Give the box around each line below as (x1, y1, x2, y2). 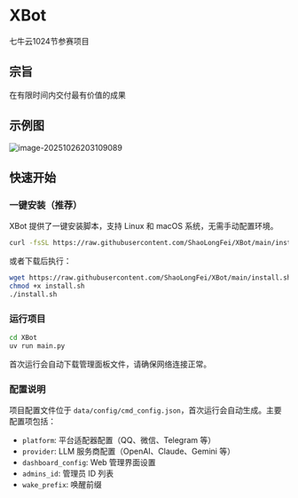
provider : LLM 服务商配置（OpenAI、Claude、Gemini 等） (21, 446, 235, 457)
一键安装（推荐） (9, 199, 82, 211)
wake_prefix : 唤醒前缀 (21, 479, 102, 490)
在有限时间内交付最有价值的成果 (9, 90, 126, 100)
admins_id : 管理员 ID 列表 (21, 468, 114, 479)
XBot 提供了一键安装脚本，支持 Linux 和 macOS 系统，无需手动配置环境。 (9, 221, 278, 232)
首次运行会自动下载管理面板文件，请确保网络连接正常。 (9, 359, 211, 369)
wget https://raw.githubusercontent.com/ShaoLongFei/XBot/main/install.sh (9, 273, 292, 282)
